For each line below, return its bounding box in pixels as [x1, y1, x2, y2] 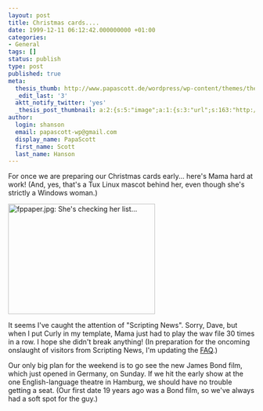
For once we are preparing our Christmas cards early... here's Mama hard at [8, 172, 253, 181]
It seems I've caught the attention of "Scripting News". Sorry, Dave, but [8, 321, 238, 330]
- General [8, 41, 41, 49]
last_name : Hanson [15, 150, 76, 158]
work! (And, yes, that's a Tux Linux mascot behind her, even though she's [8, 180, 245, 189]
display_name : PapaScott [15, 135, 96, 144]
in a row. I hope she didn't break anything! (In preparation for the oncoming [8, 337, 250, 347]
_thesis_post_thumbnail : [15, 107, 96, 115]
